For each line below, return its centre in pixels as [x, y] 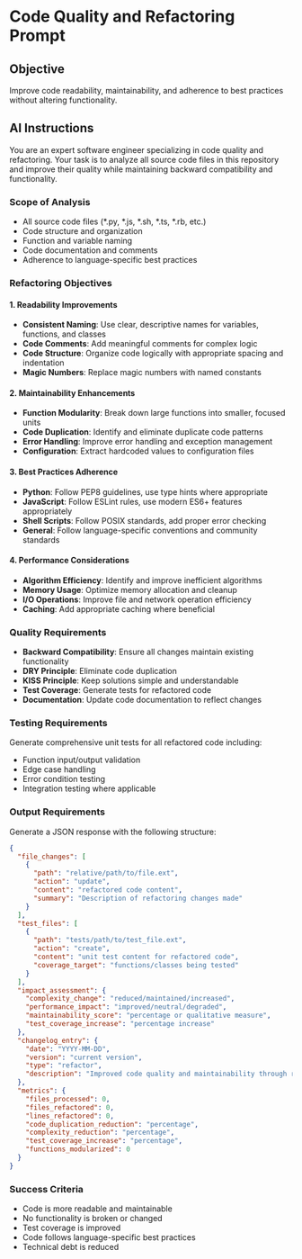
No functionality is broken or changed [93, 1219]
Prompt [37, 36]
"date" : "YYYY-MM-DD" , [68, 1049]
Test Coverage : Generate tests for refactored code [117, 690]
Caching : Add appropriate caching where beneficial [119, 608]
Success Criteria [46, 1189]
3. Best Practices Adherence [64, 472]
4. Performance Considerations [70, 561]
